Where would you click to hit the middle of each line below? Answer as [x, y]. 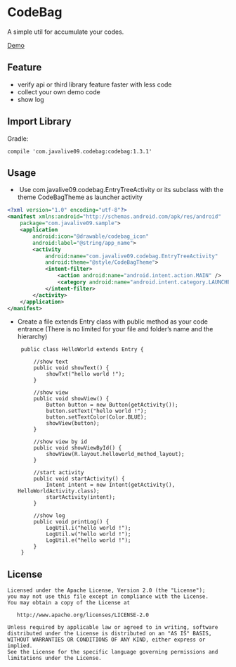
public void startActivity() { [79, 479]
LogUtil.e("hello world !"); [88, 540]
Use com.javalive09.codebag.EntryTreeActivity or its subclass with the [121, 190]
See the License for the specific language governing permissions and [113, 652]
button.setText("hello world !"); [97, 411]
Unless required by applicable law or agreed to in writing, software [113, 628]
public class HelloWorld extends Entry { [82, 350]
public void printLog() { [71, 522]
